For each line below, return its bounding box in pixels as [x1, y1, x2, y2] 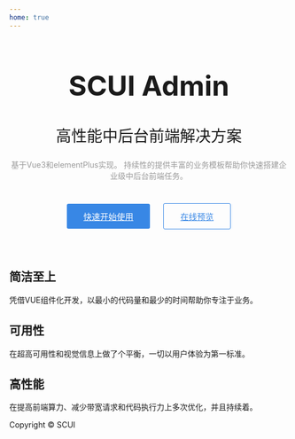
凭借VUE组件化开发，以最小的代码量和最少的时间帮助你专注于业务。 [9, 294, 259, 305]
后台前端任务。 [132, 170, 188, 182]
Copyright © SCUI [9, 419, 76, 430]
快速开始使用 [83, 211, 135, 223]
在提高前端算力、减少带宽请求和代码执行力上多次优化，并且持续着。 [9, 402, 258, 412]
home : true [9, 12, 50, 22]
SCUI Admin [67, 68, 230, 103]
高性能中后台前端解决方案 [55, 126, 242, 146]
